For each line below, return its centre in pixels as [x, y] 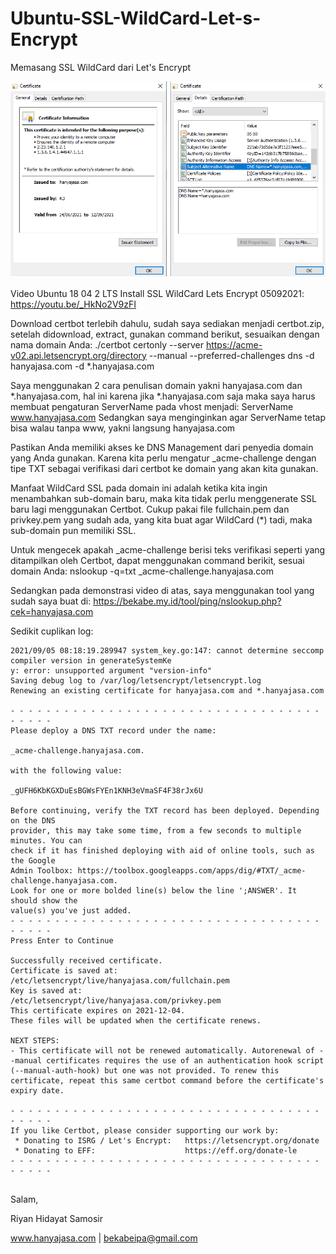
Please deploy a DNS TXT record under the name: [113, 730]
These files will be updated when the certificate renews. [136, 1020]
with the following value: [66, 770]
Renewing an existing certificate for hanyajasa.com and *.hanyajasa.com [167, 690]
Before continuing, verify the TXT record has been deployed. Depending [165, 810]
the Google [33, 860]
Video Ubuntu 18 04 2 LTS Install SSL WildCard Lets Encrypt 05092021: [157, 293]
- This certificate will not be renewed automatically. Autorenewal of [162, 1050]
